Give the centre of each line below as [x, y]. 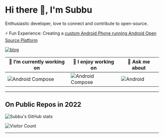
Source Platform [21, 40]
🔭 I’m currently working [37, 61]
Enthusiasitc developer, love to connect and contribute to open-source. [77, 23]
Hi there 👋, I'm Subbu [49, 10]
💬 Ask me [139, 61]
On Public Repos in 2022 [43, 105]
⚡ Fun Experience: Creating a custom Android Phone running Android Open [81, 33]
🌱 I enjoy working [94, 61]
